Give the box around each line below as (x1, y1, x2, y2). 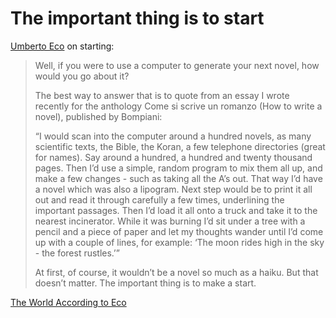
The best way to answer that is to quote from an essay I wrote (34, 89, 290, 101)
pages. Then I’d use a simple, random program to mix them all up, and (34, 162, 323, 174)
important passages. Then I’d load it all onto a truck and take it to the (34, 204, 318, 216)
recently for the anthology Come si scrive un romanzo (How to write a (34, 100, 323, 112)
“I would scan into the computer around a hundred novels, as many (34, 130, 312, 142)
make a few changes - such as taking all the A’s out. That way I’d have (34, 172, 323, 184)
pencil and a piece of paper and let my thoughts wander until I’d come (34, 225, 324, 237)
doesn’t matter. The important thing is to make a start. (34, 277, 257, 289)
